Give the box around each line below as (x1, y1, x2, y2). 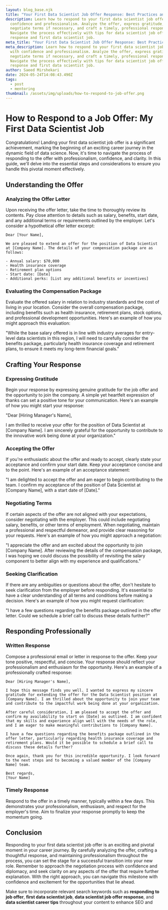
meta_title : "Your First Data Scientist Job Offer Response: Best (5, 40, 147, 45)
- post (10, 81, 24, 86)
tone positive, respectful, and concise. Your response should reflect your (5, 659, 156, 665)
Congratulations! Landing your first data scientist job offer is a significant (5, 139, 156, 145)
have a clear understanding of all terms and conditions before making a (5, 592, 153, 598)
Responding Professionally (5, 627, 91, 636)
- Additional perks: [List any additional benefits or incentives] (5, 276, 149, 281)
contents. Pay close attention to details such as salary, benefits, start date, (5, 212, 159, 218)
